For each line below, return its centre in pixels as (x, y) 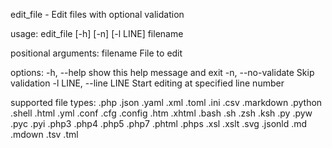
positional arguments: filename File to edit (96, 53)
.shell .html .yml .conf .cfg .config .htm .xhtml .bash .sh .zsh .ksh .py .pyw (161, 113)
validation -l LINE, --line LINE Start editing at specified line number (147, 83)
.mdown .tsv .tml (44, 134)
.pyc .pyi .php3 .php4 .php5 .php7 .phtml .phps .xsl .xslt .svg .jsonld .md (159, 123)
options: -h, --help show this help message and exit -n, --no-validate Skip (162, 72)
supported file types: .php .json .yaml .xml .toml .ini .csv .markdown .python (166, 102)
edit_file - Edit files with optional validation (97, 14)
